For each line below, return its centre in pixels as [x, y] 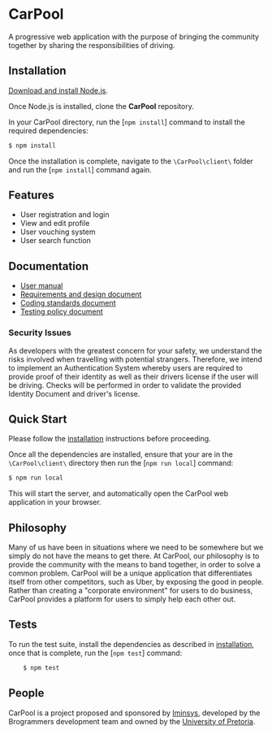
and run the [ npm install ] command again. [80, 169]
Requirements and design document [81, 294]
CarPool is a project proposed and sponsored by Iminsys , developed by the [134, 713]
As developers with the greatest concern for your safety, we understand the [135, 350]
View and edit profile [55, 224]
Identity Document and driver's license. [74, 393]
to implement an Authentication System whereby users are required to [126, 367]
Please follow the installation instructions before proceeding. [110, 439]
